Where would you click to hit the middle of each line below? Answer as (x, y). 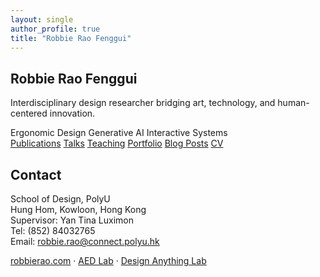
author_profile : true (55, 29)
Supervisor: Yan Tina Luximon (72, 220)
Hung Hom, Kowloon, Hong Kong (78, 209)
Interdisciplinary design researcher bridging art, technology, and (143, 103)
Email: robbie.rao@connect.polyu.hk (85, 241)
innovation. (72, 113)
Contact (36, 174)
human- (293, 103)
